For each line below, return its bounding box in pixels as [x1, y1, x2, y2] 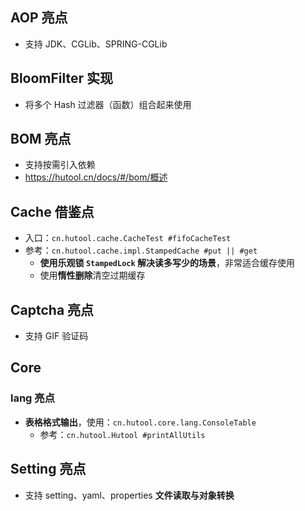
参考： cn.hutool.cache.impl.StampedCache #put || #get [24, 244, 258, 257]
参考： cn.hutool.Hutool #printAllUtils [39, 428, 206, 440]
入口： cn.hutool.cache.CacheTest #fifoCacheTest [24, 232, 232, 244]
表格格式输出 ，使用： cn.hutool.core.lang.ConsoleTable [24, 416, 257, 428]
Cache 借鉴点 [10, 203, 95, 220]
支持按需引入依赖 [24, 159, 96, 171]
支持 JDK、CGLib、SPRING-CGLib [24, 38, 168, 50]
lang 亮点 [10, 391, 56, 405]
